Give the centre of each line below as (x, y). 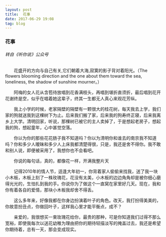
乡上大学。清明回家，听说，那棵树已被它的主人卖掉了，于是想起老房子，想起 (83, 121)
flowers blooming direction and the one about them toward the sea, (74, 76)
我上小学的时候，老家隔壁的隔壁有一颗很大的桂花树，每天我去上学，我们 (87, 109)
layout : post (19, 10)
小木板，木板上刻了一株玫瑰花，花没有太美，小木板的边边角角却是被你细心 (81, 178)
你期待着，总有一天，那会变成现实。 (42, 230)
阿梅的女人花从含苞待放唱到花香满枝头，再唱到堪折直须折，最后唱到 (83, 92)
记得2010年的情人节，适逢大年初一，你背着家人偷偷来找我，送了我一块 (86, 171)
